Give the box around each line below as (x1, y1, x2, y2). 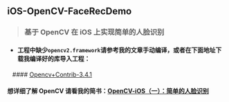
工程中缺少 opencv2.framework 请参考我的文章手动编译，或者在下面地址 (17, 45, 216, 54)
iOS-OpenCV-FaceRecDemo (7, 6, 132, 17)
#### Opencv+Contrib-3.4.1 (12, 70, 92, 79)
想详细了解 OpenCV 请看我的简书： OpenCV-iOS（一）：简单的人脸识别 (7, 87, 210, 95)
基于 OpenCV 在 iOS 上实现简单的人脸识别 (24, 28, 165, 37)
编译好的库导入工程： (29, 54, 91, 63)
